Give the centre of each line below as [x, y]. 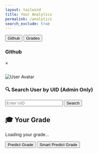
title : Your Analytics [29, 14]
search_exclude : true [28, 24]
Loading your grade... [27, 134]
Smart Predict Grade [58, 145]
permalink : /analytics [29, 19]
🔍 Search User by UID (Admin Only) [49, 90]
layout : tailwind [23, 10]
